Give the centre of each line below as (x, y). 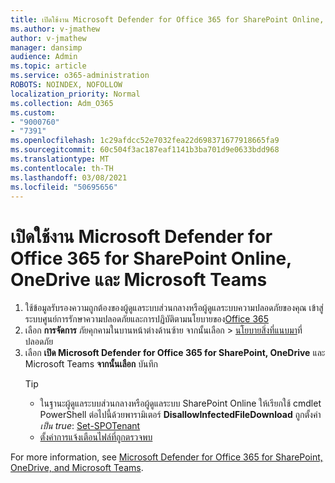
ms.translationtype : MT (60, 159)
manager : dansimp (46, 47)
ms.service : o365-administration (80, 76)
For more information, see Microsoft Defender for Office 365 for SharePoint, (166, 457)
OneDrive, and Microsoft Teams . (77, 468)
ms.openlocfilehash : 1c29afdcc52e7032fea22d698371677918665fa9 (145, 141)
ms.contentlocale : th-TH (62, 168)
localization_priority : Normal (75, 94)
